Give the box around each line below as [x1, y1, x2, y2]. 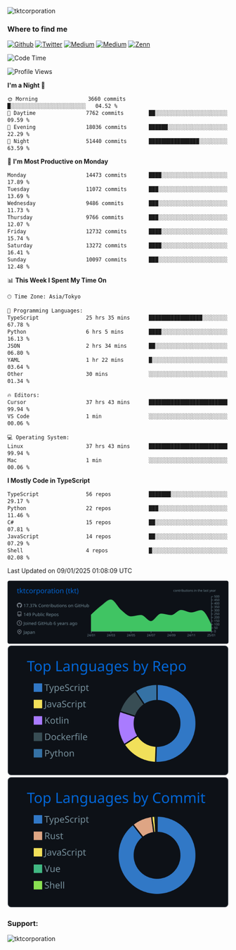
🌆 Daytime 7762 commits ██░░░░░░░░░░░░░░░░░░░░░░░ [7, 110, 228, 117]
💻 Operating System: [7, 434, 70, 442]
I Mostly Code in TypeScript [7, 476, 90, 485]
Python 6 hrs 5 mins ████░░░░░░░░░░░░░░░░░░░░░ [7, 328, 228, 336]
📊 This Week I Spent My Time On [7, 276, 107, 285]
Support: [7, 918, 39, 928]
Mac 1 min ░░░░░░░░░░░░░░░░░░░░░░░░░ [7, 457, 228, 464]
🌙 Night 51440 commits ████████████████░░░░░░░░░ [7, 138, 228, 145]
